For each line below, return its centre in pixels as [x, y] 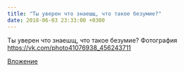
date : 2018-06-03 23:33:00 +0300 [56, 20]
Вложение [23, 61]
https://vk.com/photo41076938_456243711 [69, 48]
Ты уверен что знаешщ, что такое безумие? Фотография [92, 40]
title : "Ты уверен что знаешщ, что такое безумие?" [84, 14]
